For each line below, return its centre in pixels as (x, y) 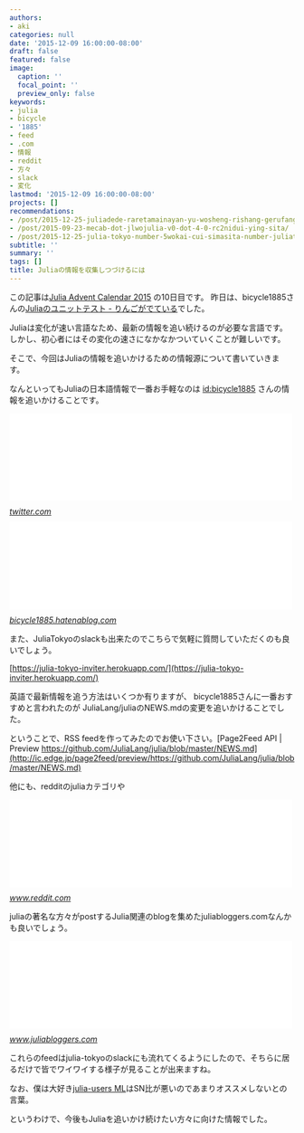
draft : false (34, 52)
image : (22, 69)
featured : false (40, 60)
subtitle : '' (34, 245)
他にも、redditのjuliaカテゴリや (67, 786)
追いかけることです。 (64, 400)
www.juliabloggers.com (53, 1039)
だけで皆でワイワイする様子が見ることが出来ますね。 (116, 1069)
